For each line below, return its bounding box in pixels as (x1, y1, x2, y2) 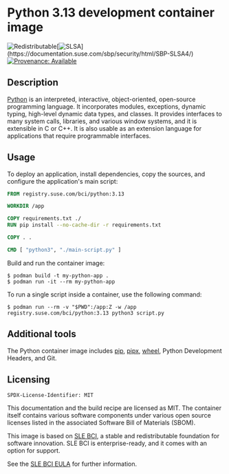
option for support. (7, 446, 61, 455)
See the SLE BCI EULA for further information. (7, 460, 138, 468)
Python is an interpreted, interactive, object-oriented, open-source (7, 95, 196, 103)
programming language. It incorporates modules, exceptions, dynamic (7, 102, 206, 111)
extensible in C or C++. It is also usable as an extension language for (7, 124, 201, 132)
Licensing (7, 374, 50, 386)
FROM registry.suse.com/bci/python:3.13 (7, 191, 125, 197)
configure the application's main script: (7, 177, 118, 185)
